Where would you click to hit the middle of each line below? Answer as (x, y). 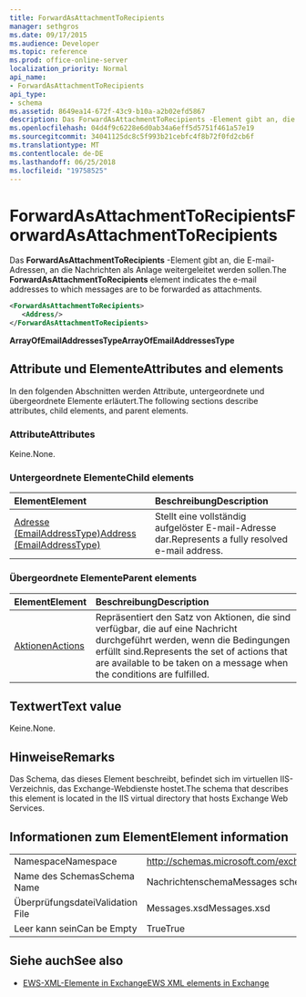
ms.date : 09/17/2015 (49, 35)
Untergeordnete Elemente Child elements (102, 477)
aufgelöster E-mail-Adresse (215, 528)
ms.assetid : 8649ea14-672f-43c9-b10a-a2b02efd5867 (107, 111)
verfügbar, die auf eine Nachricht (166, 628)
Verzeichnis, (33, 789)
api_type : (28, 94)
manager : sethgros (44, 26)
